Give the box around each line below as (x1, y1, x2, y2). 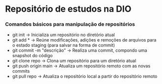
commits (12, 68, 30, 74)
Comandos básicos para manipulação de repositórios (5, 21, 135, 28)
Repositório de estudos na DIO (5, 3, 132, 15)
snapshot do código (12, 53, 53, 59)
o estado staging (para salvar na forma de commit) (12, 42, 115, 48)
